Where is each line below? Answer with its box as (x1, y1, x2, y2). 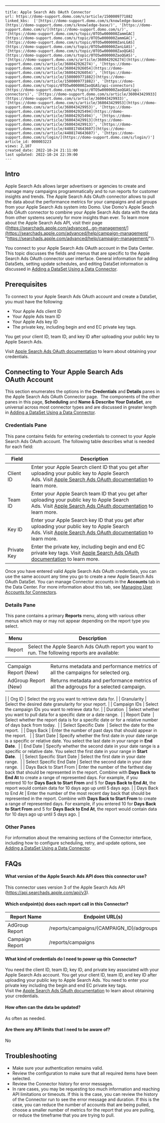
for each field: (5, 444, 33, 449)
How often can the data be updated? (5, 1004, 81, 1010)
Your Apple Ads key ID (12, 319, 58, 325)
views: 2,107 (5, 144, 32, 149)
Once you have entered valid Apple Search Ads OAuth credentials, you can (5, 568, 157, 574)
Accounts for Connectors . (5, 589, 57, 595)
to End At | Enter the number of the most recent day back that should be (5, 790, 151, 796)
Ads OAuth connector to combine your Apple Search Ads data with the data (5, 209, 158, 215)
